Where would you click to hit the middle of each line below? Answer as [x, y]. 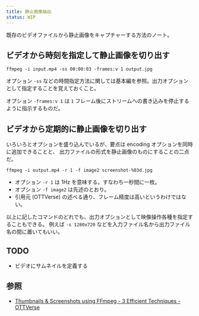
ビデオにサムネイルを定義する [51, 266]
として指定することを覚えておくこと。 [53, 88]
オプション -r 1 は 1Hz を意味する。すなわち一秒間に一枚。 [87, 182]
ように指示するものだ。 [35, 108]
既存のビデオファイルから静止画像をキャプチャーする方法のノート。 [89, 35]
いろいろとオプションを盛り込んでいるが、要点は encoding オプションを [94, 144]
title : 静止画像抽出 [29, 12]
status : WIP [21, 17]
